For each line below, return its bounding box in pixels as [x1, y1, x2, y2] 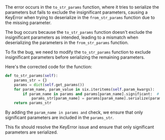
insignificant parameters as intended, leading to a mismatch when [5, 34, 138, 40]
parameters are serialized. [5, 129, 58, 135]
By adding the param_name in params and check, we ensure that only [5, 110, 143, 116]
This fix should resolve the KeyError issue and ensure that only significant [5, 124, 154, 130]
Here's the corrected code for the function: [5, 64, 92, 70]
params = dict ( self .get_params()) [14, 82, 84, 87]
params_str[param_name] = [31, 96, 84, 101]
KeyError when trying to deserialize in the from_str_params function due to [5, 15, 155, 20]
